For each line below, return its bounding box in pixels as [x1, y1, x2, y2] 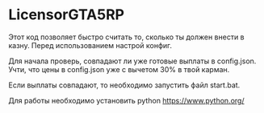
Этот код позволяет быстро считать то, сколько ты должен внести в [8, 32, 245, 42]
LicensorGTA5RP [8, 6, 125, 24]
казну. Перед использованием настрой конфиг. [8, 40, 172, 50]
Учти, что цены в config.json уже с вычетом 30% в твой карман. [8, 64, 230, 74]
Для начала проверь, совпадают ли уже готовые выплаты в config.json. [8, 56, 257, 66]
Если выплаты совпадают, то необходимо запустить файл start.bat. [8, 80, 241, 90]
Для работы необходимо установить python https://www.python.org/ [8, 95, 245, 105]
